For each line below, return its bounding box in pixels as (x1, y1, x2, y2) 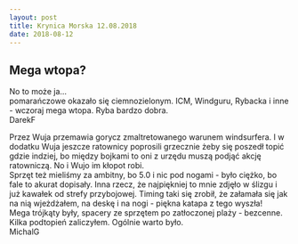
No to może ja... (9, 86, 68, 97)
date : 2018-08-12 (9, 29, 74, 38)
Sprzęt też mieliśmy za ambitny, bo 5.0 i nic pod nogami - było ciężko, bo (9, 170, 278, 181)
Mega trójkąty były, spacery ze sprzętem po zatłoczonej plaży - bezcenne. (9, 207, 283, 218)
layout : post (9, 12, 58, 22)
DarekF (9, 115, 36, 126)
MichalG (9, 226, 40, 237)
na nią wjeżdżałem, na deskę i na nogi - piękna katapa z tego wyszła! (9, 198, 263, 209)
